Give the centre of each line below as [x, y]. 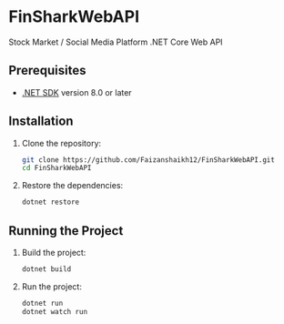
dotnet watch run [55, 311]
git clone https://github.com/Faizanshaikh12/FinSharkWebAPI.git [148, 160]
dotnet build [46, 269]
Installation [41, 121]
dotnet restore [51, 202]
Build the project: [54, 253]
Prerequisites [47, 71]
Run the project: [52, 286]
